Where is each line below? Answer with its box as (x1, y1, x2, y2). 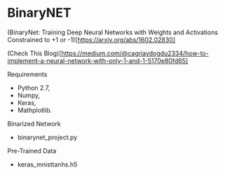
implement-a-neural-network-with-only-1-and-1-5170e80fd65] (7, 56, 189, 64)
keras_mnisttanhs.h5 (17, 160, 78, 169)
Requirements (7, 70, 48, 78)
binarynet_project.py (17, 133, 78, 141)
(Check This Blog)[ (7, 49, 62, 57)
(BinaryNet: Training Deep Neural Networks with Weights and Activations (7, 28, 219, 36)
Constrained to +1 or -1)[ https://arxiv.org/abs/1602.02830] (7, 35, 176, 43)
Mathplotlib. (17, 106, 53, 114)
